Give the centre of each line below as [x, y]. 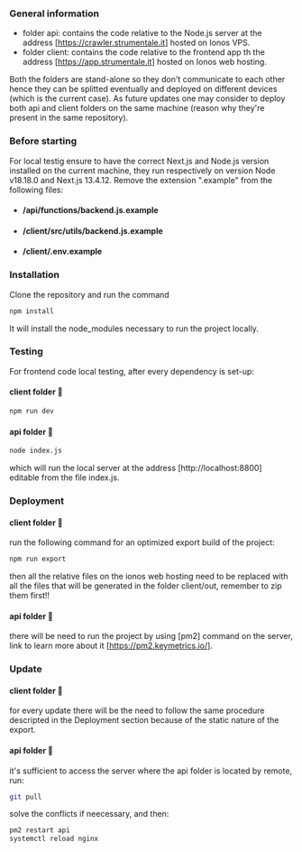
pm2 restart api [40, 830]
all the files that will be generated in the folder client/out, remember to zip [146, 586]
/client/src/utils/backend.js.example [93, 231]
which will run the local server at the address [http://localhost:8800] [136, 468]
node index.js [36, 451]
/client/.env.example [62, 252]
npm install [32, 311]
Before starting [43, 141]
